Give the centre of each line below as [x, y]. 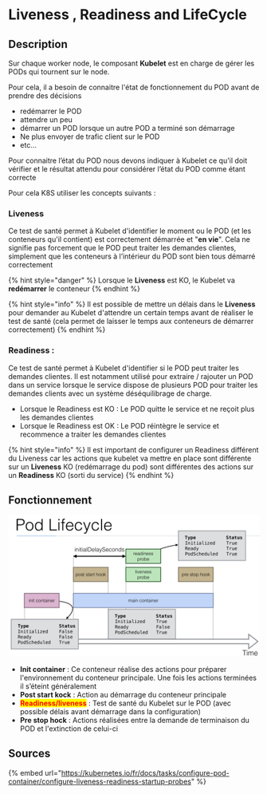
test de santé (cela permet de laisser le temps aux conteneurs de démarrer [131, 322]
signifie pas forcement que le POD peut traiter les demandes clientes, [122, 248]
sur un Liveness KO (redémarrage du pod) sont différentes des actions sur [131, 466]
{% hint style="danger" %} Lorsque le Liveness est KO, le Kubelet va [122, 280]
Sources [29, 754]
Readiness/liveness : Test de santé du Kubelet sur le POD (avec [126, 703]
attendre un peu [46, 120]
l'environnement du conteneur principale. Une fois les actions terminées [138, 677]
